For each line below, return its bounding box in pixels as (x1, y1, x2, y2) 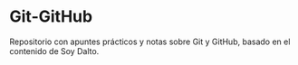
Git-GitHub (9, 6, 93, 27)
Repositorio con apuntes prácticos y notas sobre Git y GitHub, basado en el (9, 36, 291, 47)
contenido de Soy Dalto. (9, 45, 100, 56)
